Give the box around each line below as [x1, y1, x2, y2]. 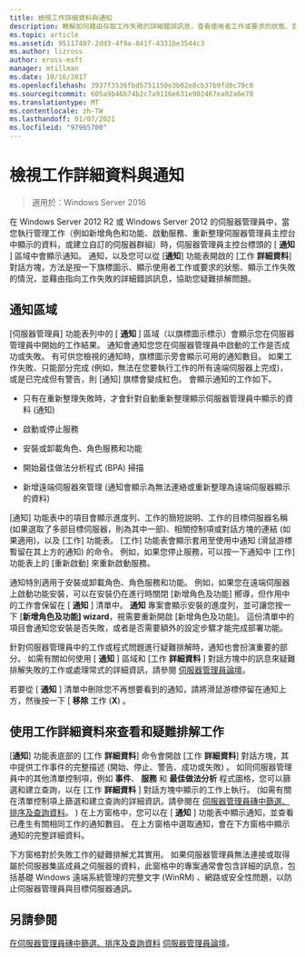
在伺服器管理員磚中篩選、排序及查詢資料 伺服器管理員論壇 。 [9, 938, 234, 949]
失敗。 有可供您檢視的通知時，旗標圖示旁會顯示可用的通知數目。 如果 [25, 351, 284, 362]
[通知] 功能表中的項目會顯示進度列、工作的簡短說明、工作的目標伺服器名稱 [9, 512, 289, 523]
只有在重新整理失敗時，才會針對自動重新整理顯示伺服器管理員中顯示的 [22, 393, 286, 404]
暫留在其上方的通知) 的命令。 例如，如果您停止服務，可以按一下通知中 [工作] [9, 546, 296, 557]
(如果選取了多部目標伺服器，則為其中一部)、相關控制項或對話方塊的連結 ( [9, 523, 283, 534]
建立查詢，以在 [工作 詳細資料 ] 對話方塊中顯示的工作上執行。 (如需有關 [25, 783, 292, 795]
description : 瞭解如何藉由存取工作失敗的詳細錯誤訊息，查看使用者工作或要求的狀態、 [9, 22, 292, 31]
